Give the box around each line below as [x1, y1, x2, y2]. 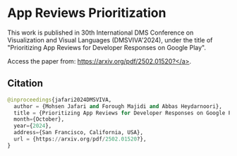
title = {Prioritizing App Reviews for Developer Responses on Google [13, 109, 226, 116]
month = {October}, [13, 116, 65, 123]
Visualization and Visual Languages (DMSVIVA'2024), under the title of [7, 35, 213, 44]
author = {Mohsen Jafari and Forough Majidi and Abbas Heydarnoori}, [13, 102, 222, 110]
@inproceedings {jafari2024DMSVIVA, [7, 96, 112, 103]
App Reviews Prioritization [7, 5, 166, 21]
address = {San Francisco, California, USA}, [13, 129, 143, 136]
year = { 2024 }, [13, 122, 52, 130]
